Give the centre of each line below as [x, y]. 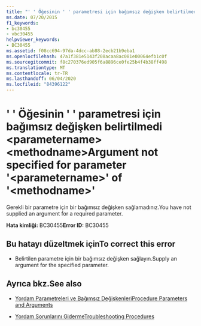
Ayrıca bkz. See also [44, 284]
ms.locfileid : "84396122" [38, 85]
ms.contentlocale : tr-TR [37, 73]
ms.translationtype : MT [36, 68]
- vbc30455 [20, 34]
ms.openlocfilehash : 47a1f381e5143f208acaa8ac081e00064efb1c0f [87, 56]
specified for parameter [66, 165]
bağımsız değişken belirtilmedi [84, 127]
